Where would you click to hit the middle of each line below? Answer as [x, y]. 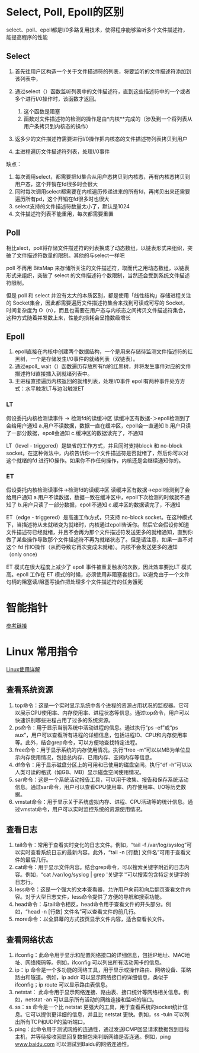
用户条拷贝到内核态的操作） [57, 126]
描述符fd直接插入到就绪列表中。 [54, 374]
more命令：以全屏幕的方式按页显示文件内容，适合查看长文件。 [91, 919]
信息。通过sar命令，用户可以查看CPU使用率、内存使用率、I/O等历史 [98, 786]
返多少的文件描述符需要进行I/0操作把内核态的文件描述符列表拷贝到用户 [101, 139]
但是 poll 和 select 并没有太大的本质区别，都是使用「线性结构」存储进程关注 [99, 295]
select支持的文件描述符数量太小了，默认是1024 [72, 206]
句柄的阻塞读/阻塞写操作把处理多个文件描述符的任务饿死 [75, 582]
